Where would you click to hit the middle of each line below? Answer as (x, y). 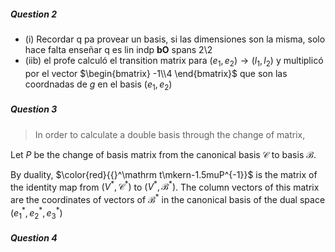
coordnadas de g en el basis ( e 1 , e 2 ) (98, 85)
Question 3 (34, 109)
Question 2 (33, 14)
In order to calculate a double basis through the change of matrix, (170, 134)
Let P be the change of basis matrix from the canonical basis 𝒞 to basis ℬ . (163, 154)
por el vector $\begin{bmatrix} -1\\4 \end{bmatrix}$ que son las (156, 73)
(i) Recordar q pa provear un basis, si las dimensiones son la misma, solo (175, 39)
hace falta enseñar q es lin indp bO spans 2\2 (118, 49)
